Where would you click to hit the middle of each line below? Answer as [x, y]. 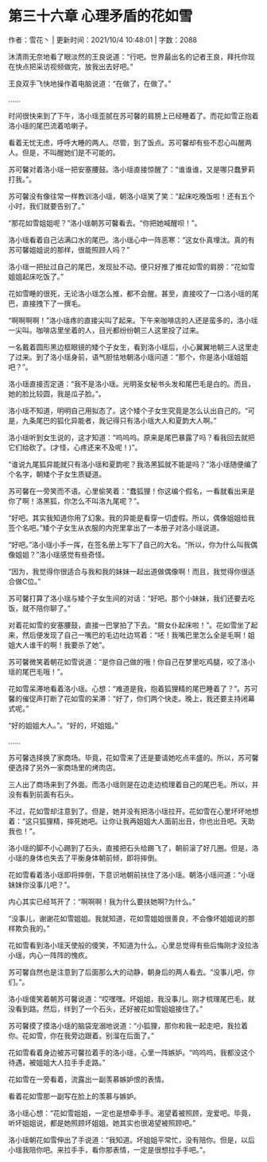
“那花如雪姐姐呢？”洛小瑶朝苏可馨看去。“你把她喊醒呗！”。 [105, 222]
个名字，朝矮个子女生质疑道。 [57, 474]
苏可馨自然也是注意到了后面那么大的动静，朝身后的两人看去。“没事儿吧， [128, 972]
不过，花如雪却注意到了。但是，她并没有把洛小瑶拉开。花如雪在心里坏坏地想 [133, 811]
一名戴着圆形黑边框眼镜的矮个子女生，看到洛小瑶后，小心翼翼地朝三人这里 [130, 347]
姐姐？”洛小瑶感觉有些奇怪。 [62, 554]
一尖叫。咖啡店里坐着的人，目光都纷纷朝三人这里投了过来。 [106, 330]
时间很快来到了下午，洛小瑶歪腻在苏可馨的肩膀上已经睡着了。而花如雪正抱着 [133, 115]
